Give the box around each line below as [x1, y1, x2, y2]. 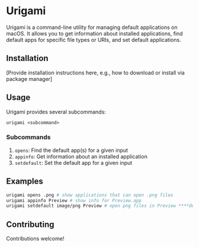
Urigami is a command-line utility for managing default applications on [6, 24, 178, 31]
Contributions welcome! [6, 235, 65, 242]
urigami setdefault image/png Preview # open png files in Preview [6, 203, 176, 209]
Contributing [6, 219, 54, 229]
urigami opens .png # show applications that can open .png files [6, 192, 174, 198]
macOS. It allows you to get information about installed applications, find [6, 30, 183, 37]
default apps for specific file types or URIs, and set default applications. [6, 36, 182, 43]
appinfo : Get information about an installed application [14, 152, 148, 160]
